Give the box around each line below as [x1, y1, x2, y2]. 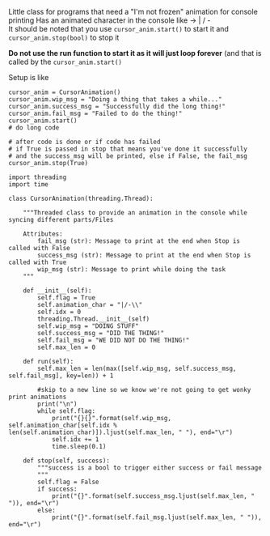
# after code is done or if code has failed [8, 138, 161, 146]
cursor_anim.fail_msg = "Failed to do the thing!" [8, 109, 183, 117]
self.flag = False [37, 478, 99, 486]
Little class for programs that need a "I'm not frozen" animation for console [8, 7, 259, 16]
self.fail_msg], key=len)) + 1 [8, 372, 114, 380]
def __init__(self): [23, 287, 92, 295]
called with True [8, 258, 67, 266]
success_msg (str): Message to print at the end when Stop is [37, 251, 251, 259]
